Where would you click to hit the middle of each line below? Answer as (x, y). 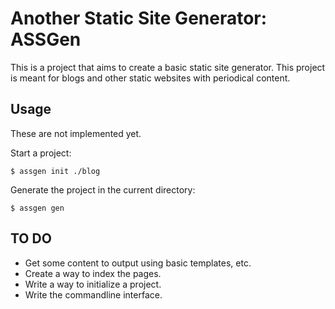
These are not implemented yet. (76, 133)
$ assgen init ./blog (55, 171)
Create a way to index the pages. (93, 273)
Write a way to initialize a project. (93, 284)
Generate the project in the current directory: (103, 189)
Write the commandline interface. (93, 294)
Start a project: (41, 153)
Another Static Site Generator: (139, 18)
